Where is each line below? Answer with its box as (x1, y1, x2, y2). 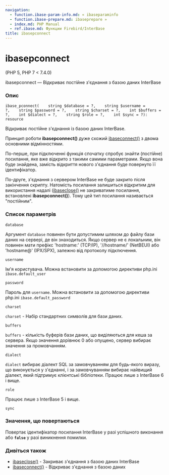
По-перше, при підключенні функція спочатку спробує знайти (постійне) (5, 150, 163, 157)
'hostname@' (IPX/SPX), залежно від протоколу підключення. (5, 247, 137, 253)
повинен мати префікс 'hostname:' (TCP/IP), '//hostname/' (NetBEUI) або (5, 242, 159, 248)
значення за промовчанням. (5, 342, 67, 348)
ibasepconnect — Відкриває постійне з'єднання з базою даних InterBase (5, 79, 161, 85)
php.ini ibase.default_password (5, 294, 71, 300)
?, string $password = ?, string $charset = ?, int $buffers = (5, 108, 161, 113)
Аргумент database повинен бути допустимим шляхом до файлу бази (5, 231, 155, 237)
